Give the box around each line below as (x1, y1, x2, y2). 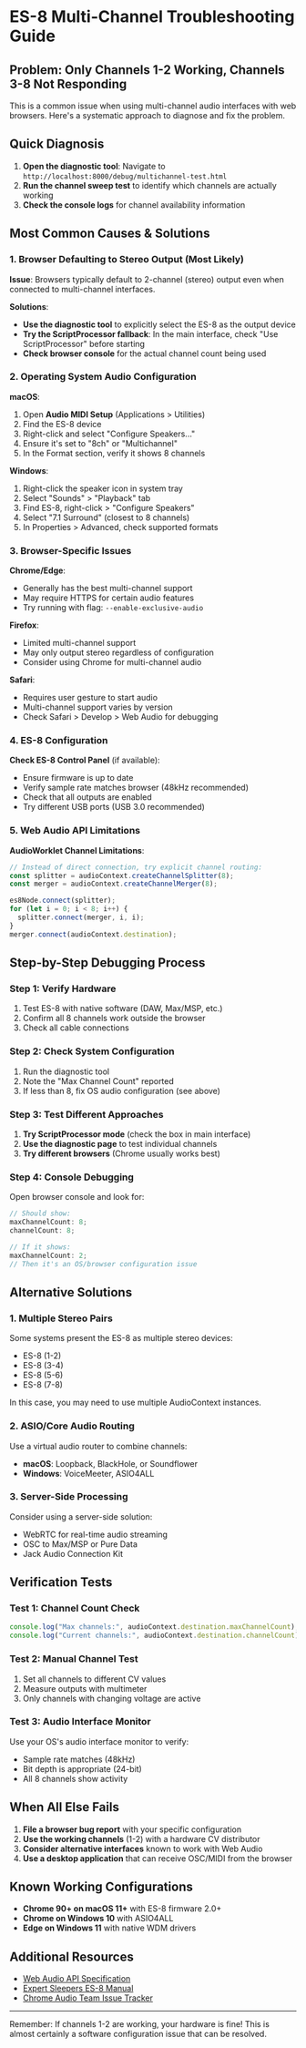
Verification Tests (9, 1574, 113, 1591)
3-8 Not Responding (9, 76, 127, 92)
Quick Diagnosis (9, 137, 105, 152)
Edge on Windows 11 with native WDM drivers (22, 1922, 197, 1933)
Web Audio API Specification (22, 1973, 131, 1984)
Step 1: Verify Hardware (9, 982, 117, 995)
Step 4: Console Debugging (9, 1171, 135, 1183)
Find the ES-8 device (22, 418, 102, 429)
